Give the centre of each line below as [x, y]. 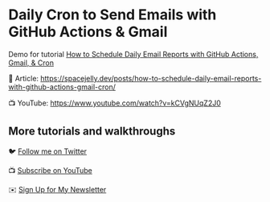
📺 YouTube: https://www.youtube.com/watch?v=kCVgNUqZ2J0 [115, 103]
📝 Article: [23, 78]
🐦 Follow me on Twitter [47, 151]
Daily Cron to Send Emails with [112, 15]
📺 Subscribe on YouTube [50, 170]
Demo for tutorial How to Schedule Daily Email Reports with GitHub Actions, [133, 54]
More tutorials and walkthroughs [92, 132]
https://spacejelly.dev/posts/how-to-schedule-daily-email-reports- [151, 78]
